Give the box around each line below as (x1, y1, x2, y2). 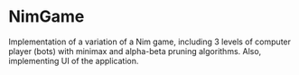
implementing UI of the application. (8, 55, 139, 66)
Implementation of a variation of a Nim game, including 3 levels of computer (8, 36, 291, 47)
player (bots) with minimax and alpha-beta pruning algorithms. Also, (8, 45, 262, 56)
